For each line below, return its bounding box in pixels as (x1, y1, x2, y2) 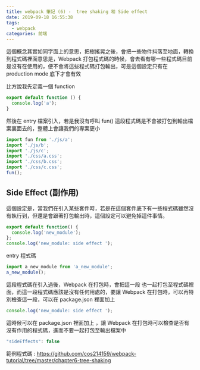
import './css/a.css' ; (6, 153, 62, 159)
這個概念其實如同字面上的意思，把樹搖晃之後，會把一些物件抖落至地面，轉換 (6, 48, 194, 55)
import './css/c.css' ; (6, 164, 62, 170)
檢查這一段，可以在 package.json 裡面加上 (11, 296, 115, 303)
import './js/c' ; (6, 148, 49, 153)
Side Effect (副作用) (6, 188, 79, 198)
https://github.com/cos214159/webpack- (36, 350, 137, 357)
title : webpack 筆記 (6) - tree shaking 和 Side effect (6, 8, 148, 15)
